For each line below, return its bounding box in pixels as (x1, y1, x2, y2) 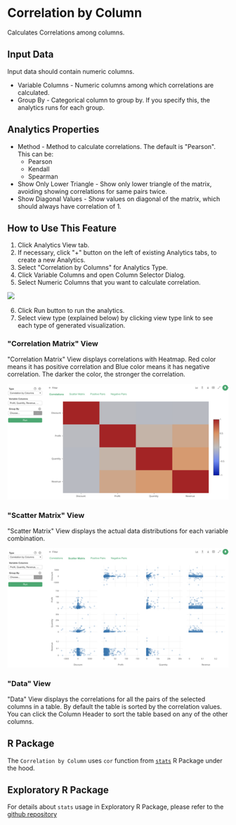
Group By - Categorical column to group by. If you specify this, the (17, 96, 211, 104)
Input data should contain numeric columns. (7, 67, 135, 75)
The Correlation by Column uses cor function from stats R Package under (7, 756, 223, 765)
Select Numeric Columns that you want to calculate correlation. (17, 278, 201, 287)
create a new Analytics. (17, 256, 86, 264)
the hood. (7, 764, 35, 772)
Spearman (27, 172, 58, 181)
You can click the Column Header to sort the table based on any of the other (7, 710, 228, 718)
